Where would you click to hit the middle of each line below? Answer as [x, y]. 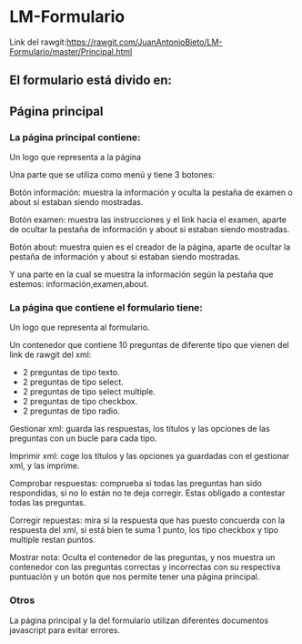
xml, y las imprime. [45, 465]
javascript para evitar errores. [65, 629]
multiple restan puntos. [52, 540]
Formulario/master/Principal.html [71, 51]
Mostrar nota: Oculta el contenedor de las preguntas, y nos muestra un [142, 557]
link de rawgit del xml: [50, 355]
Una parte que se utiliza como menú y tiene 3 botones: [112, 175]
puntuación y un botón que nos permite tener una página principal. [135, 577]
